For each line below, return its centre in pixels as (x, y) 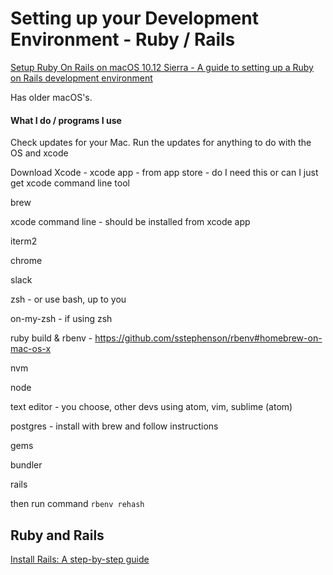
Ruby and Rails (57, 535)
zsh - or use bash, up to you (68, 299)
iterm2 (24, 241)
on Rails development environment (81, 78)
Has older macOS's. (51, 97)
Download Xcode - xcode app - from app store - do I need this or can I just (164, 173)
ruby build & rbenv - (51, 338)
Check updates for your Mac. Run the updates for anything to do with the (161, 143)
